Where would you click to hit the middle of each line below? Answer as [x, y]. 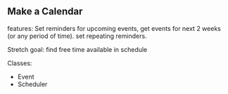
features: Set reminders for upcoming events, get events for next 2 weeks [114, 28]
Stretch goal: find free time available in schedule [77, 49]
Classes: [20, 63]
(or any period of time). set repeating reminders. [77, 36]
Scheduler [32, 84]
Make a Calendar [45, 12]
